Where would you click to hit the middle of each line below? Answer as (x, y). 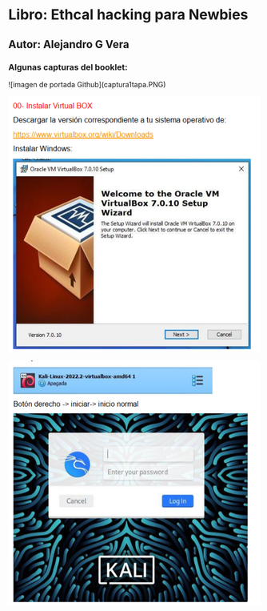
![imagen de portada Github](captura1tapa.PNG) (87, 84)
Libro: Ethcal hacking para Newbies (128, 15)
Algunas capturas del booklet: (68, 67)
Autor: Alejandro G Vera (69, 44)
